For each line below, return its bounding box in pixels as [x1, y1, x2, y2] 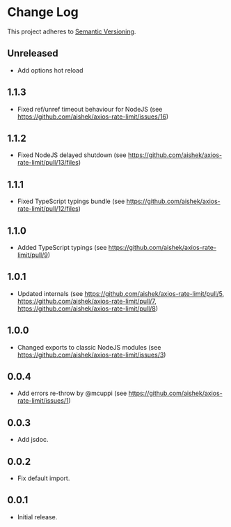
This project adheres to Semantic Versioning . [7, 27, 136, 36]
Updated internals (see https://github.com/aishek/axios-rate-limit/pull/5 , [17, 289, 225, 297]
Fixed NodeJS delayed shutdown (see [17, 151, 127, 159]
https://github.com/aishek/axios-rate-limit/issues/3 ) [17, 350, 166, 359]
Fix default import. [17, 474, 70, 482]
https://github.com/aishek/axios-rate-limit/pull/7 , [17, 297, 157, 305]
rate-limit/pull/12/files [17, 205, 79, 213]
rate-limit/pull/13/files [17, 158, 79, 167]
